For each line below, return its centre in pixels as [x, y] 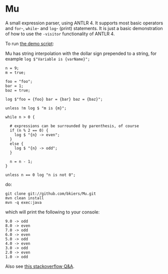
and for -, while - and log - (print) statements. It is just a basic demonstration [84, 28]
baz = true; [18, 90]
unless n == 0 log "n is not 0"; [40, 175]
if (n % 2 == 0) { [29, 130]
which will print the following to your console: [53, 212]
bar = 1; [14, 86]
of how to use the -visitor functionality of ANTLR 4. [60, 34]
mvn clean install [25, 198]
